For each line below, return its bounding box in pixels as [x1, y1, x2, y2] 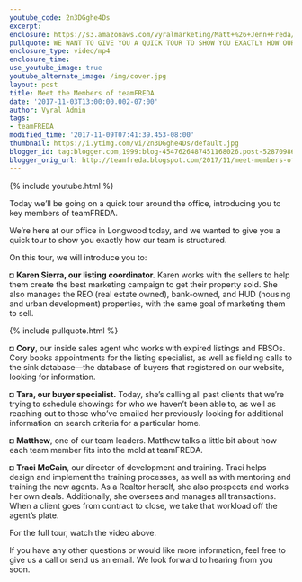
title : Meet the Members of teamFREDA [9, 88, 155, 97]
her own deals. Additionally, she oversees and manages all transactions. [9, 490, 277, 501]
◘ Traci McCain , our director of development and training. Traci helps [9, 461, 267, 473]
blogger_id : [9, 147, 54, 156]
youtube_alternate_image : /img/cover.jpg [9, 72, 167, 81]
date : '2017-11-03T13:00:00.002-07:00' [9, 96, 159, 106]
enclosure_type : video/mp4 [9, 47, 111, 56]
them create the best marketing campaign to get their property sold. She [9, 278, 279, 289]
